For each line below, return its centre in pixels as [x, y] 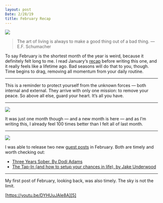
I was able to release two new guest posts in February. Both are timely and [80, 147]
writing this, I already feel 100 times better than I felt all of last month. [74, 124]
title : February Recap [28, 18]
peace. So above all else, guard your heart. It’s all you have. [65, 96]
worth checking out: [25, 152]
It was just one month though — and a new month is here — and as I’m [76, 119]
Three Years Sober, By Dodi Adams [47, 162]
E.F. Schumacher [34, 47]
